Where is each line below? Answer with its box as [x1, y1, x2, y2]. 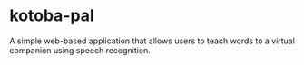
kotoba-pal [9, 5, 94, 26]
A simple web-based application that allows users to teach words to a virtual [9, 35, 295, 46]
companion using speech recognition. [9, 44, 152, 55]
